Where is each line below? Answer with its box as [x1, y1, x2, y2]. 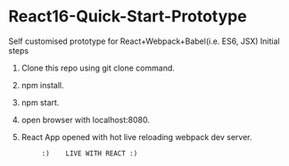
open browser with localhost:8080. [21, 114, 151, 125]
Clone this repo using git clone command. [21, 62, 176, 73]
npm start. [21, 96, 60, 108]
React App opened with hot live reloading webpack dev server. [21, 131, 252, 142]
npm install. [21, 79, 64, 90]
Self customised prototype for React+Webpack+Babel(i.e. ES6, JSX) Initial [8, 36, 280, 46]
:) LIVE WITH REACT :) [41, 149, 138, 158]
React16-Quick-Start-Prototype [8, 6, 247, 27]
